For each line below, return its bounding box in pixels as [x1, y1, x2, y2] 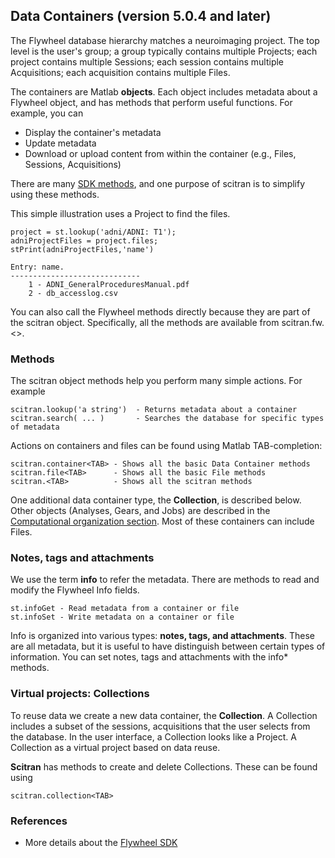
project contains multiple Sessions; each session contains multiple [10, 55, 285, 68]
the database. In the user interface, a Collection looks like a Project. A [10, 730, 297, 743]
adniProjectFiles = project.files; [10, 235, 159, 246]
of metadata [10, 422, 60, 433]
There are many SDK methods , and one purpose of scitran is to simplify [10, 177, 306, 189]
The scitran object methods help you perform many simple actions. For [10, 375, 303, 387]
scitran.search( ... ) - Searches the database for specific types [10, 414, 325, 424]
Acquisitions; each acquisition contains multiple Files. [10, 66, 231, 78]
